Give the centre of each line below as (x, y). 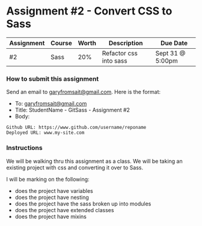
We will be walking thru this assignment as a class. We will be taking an (94, 161)
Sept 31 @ (170, 53)
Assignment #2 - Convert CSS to (89, 11)
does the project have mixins (51, 216)
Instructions (25, 148)
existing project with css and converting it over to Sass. (75, 168)
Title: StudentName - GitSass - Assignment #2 (72, 110)
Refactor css (120, 53)
